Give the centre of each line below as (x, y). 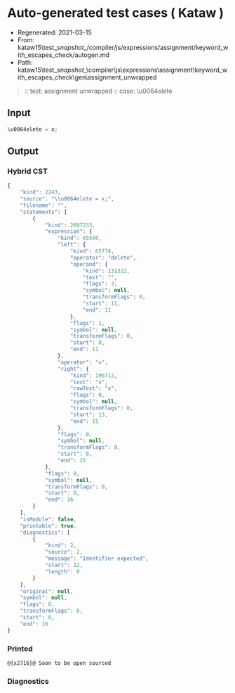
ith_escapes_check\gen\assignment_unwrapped (87, 77)
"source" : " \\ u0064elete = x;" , (67, 199)
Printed (20, 649)
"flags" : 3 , (100, 284)
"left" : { (72, 245)
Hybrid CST (27, 171)
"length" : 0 (62, 571)
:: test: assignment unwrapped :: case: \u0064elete (98, 91)
